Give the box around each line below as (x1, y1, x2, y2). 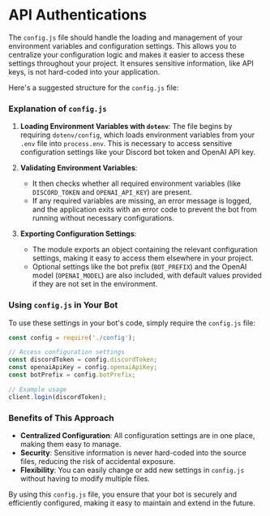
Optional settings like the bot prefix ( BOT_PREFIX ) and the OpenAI (32, 262, 247, 272)
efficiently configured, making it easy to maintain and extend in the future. (8, 497, 255, 508)
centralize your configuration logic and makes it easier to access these (8, 49, 245, 59)
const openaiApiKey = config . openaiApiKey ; (8, 363, 158, 372)
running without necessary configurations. (32, 213, 174, 223)
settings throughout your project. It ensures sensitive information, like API (8, 58, 254, 68)
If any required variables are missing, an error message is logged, (32, 196, 252, 206)
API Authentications (8, 6, 148, 24)
